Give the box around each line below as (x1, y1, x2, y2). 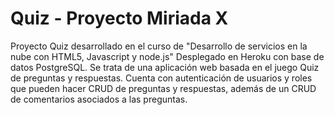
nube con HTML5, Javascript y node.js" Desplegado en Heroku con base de (10, 50, 325, 62)
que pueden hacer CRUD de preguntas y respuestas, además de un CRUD (10, 82, 317, 94)
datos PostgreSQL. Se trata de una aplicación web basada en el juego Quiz (10, 61, 320, 73)
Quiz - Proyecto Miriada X (10, 7, 229, 30)
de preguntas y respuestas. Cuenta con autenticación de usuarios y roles (10, 72, 313, 84)
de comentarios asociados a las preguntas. (10, 93, 188, 105)
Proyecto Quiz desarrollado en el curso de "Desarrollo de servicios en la (10, 40, 308, 52)
